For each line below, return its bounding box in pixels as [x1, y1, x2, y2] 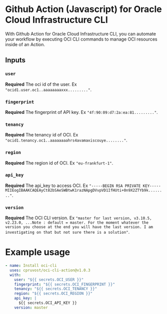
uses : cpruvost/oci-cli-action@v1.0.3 [9, 267, 91, 273]
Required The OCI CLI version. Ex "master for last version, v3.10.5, [5, 215, 152, 221]
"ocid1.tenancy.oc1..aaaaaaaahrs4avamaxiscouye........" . [5, 137, 127, 143]
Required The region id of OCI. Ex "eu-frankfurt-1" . [5, 160, 113, 166]
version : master [14, 305, 48, 310]
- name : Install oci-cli [5, 263, 57, 268]
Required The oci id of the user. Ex [5, 81, 77, 87]
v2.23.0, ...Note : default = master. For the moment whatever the [5, 220, 149, 225]
